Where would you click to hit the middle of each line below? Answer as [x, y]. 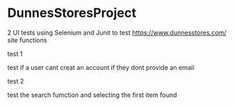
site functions [27, 40]
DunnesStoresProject [72, 13]
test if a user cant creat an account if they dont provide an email [101, 67]
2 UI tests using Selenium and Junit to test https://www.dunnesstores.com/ [117, 33]
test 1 [15, 54]
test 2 [16, 81]
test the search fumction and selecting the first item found [92, 95]
